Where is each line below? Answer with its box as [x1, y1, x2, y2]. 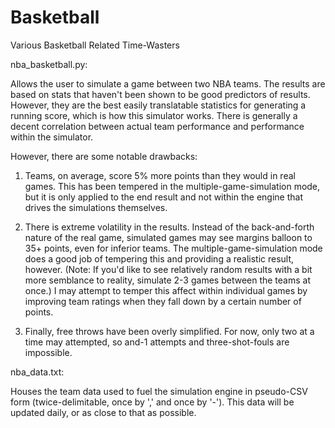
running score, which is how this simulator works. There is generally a [10, 109, 298, 121]
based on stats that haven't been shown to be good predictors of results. [10, 88, 311, 100]
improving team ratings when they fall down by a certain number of [24, 295, 302, 307]
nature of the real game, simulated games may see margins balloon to [24, 231, 313, 243]
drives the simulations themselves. [24, 201, 168, 213]
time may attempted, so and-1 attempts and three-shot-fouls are [24, 336, 290, 348]
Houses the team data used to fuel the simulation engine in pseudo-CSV [10, 385, 308, 397]
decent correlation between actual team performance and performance [10, 120, 305, 132]
